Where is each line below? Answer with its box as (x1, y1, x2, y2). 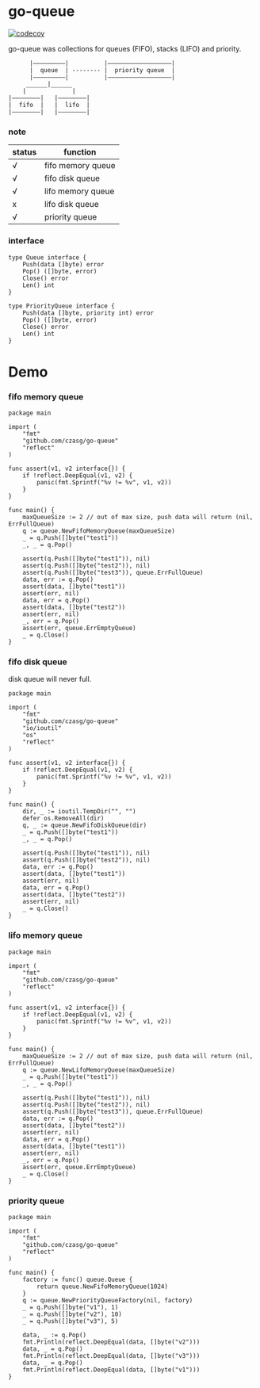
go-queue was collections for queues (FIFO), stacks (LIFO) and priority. (8, 44, 242, 53)
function (63, 147, 97, 158)
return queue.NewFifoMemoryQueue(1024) (36, 1283, 169, 1290)
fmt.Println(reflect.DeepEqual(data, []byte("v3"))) (22, 1352, 201, 1359)
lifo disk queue (44, 199, 99, 210)
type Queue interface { (8, 253, 87, 262)
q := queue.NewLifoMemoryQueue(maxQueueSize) (22, 1065, 176, 1074)
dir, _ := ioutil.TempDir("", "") (22, 808, 136, 816)
